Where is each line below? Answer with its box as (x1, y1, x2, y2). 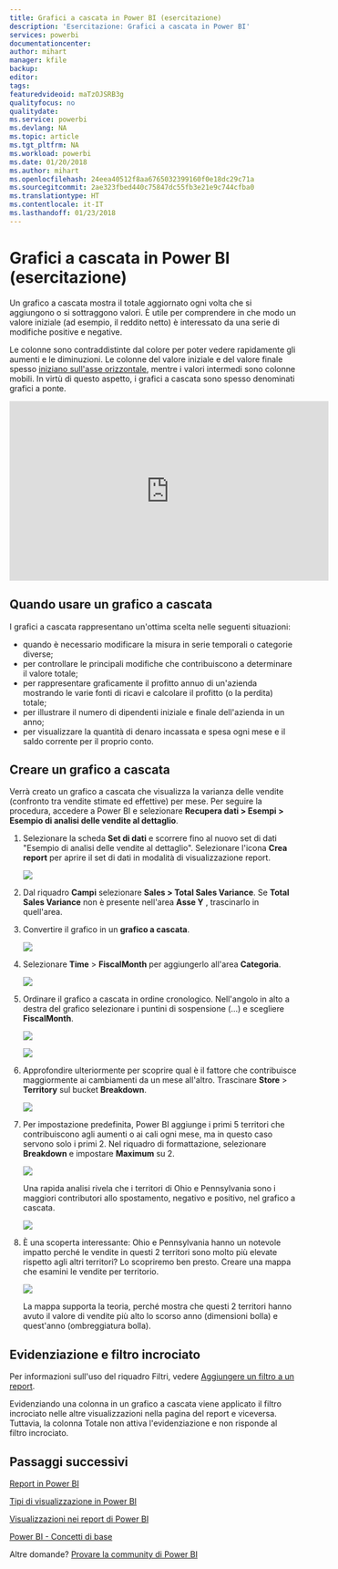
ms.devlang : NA (9, 124, 67, 133)
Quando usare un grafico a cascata (9, 597, 212, 612)
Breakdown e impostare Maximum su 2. (22, 1148, 175, 1159)
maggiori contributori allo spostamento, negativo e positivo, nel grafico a (22, 1192, 296, 1204)
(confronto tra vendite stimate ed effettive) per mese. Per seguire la (9, 795, 262, 807)
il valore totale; (22, 668, 79, 679)
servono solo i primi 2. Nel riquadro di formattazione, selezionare (22, 1138, 267, 1149)
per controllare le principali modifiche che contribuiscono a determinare (22, 658, 293, 669)
